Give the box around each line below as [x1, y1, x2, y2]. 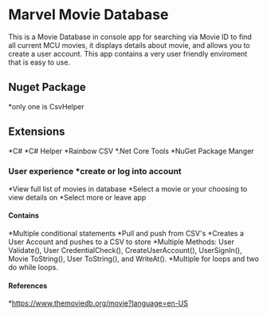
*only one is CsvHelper [8, 101, 84, 111]
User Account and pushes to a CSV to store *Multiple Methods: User [8, 237, 235, 247]
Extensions [8, 125, 65, 139]
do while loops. [8, 263, 58, 272]
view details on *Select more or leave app [8, 192, 147, 202]
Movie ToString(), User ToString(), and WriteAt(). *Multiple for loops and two [8, 254, 259, 264]
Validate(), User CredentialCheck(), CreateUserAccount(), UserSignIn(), [8, 246, 243, 255]
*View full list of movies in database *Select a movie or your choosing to [8, 184, 248, 193]
